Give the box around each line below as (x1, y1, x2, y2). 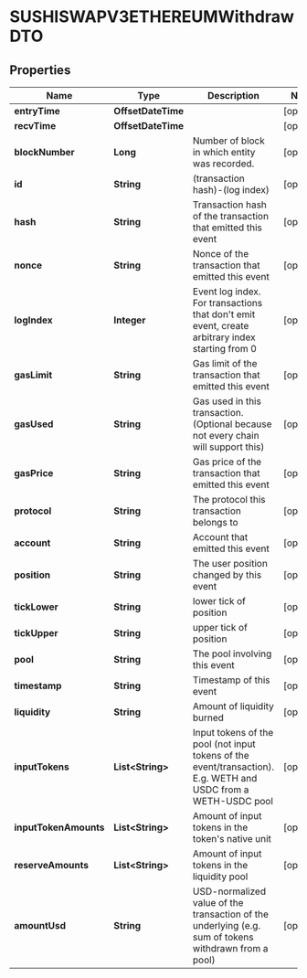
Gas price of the (192, 455, 262, 468)
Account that (192, 531, 249, 543)
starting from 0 (192, 343, 258, 355)
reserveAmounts (14, 859, 90, 871)
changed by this (192, 569, 262, 581)
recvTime (14, 120, 57, 132)
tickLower (14, 601, 58, 613)
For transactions (192, 297, 263, 309)
